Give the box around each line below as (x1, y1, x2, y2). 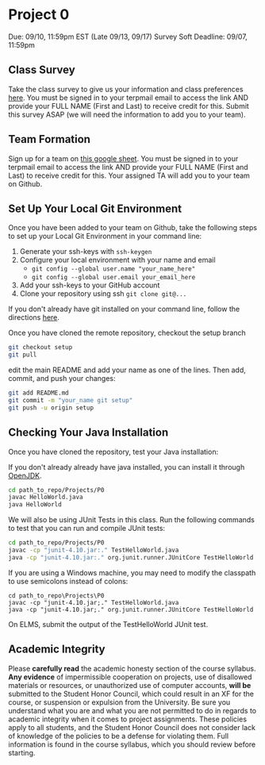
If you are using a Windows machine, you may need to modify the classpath (8, 567, 256, 577)
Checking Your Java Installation (8, 426, 169, 440)
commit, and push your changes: (8, 374, 117, 383)
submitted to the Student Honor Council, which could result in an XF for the (8, 689, 254, 698)
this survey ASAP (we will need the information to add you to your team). (8, 110, 246, 119)
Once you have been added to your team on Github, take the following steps (8, 223, 258, 233)
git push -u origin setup (8, 403, 94, 412)
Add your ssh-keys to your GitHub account (19, 280, 160, 290)
